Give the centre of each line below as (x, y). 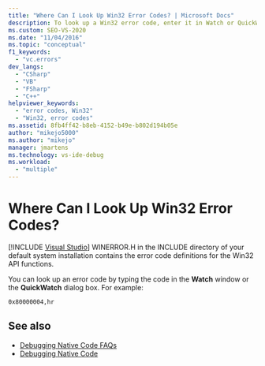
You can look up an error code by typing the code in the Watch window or (129, 279)
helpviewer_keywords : (44, 103)
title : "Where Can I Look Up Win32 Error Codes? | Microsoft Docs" (121, 15)
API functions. (31, 263)
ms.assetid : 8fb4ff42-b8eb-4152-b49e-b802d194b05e (93, 125)
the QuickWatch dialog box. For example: (76, 287)
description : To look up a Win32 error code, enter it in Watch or (121, 23)
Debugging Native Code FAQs (68, 345)
